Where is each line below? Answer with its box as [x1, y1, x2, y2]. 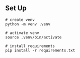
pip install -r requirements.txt [5, 47, 75, 53]
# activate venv [5, 30, 39, 35]
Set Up [5, 4, 27, 12]
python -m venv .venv [5, 21, 51, 26]
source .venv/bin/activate [5, 34, 62, 39]
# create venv [5, 17, 35, 22]
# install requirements [5, 43, 55, 48]
